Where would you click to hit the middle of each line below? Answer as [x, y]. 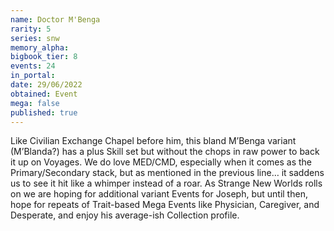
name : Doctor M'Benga [55, 19]
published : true [44, 112]
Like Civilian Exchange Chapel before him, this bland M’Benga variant [153, 141]
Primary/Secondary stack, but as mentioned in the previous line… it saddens [167, 173]
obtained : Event [44, 94]
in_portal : [33, 76]
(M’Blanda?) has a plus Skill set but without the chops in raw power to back [165, 152]
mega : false [35, 103]
